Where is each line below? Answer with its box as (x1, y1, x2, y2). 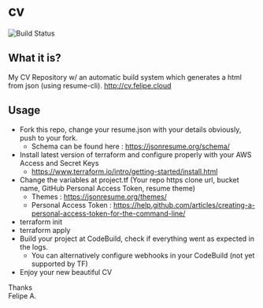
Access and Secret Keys (19, 158, 99, 167)
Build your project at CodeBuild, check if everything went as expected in (19, 234, 254, 243)
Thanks (8, 283, 33, 292)
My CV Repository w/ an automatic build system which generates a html (8, 72, 243, 81)
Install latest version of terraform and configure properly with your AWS (19, 149, 252, 160)
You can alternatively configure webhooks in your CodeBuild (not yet (31, 250, 255, 260)
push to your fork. (19, 133, 78, 142)
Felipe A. (8, 291, 37, 300)
